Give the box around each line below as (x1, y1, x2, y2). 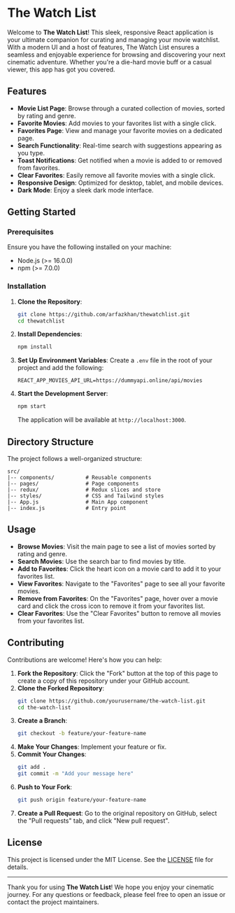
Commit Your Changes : (17, 750, 87, 758)
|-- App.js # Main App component (7, 499, 149, 506)
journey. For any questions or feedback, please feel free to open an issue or (7, 890, 226, 898)
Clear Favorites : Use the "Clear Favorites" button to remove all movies (17, 609, 222, 617)
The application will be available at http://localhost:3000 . (17, 416, 187, 424)
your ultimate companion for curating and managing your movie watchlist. (7, 35, 220, 43)
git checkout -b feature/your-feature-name (17, 730, 147, 737)
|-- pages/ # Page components (7, 481, 139, 488)
